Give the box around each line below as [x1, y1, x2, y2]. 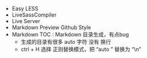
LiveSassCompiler [11, 11, 57, 18]
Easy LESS [11, 5, 39, 12]
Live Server [11, 18, 41, 24]
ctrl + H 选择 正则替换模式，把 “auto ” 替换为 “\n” [20, 46, 142, 53]
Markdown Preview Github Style [11, 24, 91, 31]
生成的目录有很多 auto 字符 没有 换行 [20, 38, 112, 45]
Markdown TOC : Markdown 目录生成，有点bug [11, 31, 130, 38]
